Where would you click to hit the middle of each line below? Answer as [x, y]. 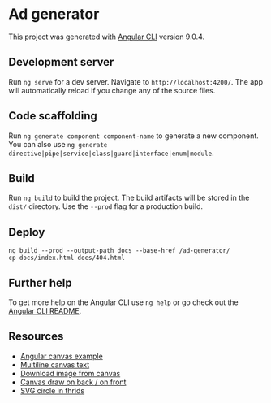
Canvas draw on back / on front [73, 382]
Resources [36, 337]
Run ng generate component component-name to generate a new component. [134, 136]
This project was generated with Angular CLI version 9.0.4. [107, 37]
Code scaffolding [53, 116]
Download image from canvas [70, 373]
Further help [41, 282]
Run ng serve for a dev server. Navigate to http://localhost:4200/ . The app [136, 81]
